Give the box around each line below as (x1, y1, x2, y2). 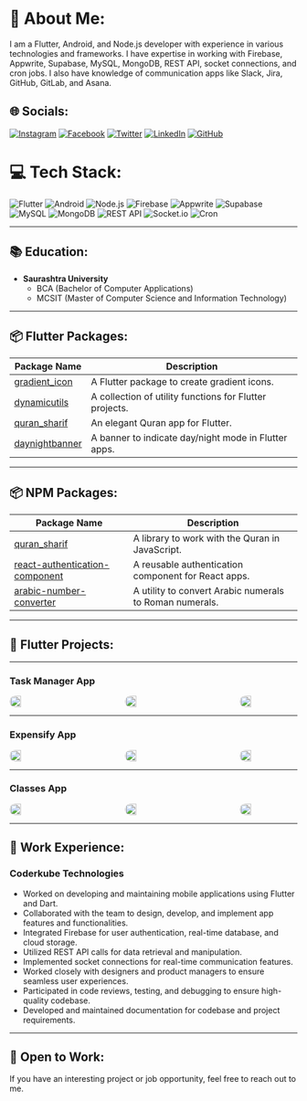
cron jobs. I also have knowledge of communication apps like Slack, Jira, (9, 68, 283, 79)
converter (14, 596, 57, 609)
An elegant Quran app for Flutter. (90, 417, 233, 429)
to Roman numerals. (132, 596, 219, 609)
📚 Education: (9, 244, 89, 259)
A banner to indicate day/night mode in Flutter (90, 431, 288, 444)
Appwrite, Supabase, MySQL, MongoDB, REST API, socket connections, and (9, 58, 297, 69)
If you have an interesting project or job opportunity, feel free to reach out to (9, 1074, 297, 1085)
